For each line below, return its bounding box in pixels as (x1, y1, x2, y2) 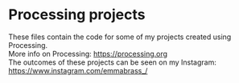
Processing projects (8, 6, 146, 24)
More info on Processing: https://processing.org (8, 49, 167, 58)
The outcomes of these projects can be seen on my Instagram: (8, 57, 217, 67)
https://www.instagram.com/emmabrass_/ (8, 65, 148, 75)
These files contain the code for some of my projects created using (8, 32, 232, 41)
